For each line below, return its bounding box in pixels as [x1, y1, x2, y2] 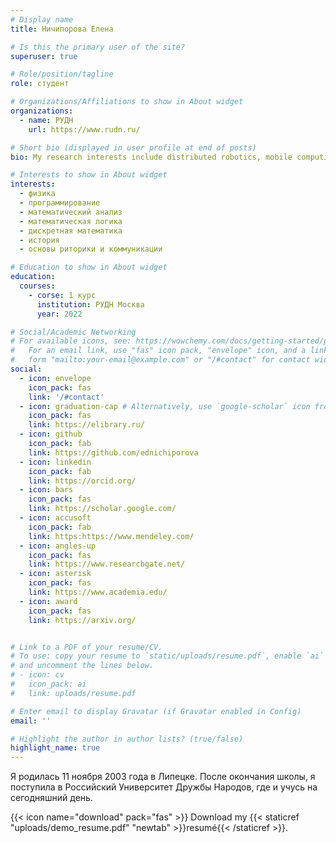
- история [19, 235, 60, 245]
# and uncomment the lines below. [10, 661, 155, 671]
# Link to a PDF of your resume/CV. [10, 642, 163, 652]
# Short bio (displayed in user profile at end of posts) [10, 142, 257, 153]
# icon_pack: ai [10, 679, 87, 689]
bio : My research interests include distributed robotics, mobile [10, 152, 293, 162]
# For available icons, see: [10, 336, 132, 346]
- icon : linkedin [19, 457, 92, 467]
